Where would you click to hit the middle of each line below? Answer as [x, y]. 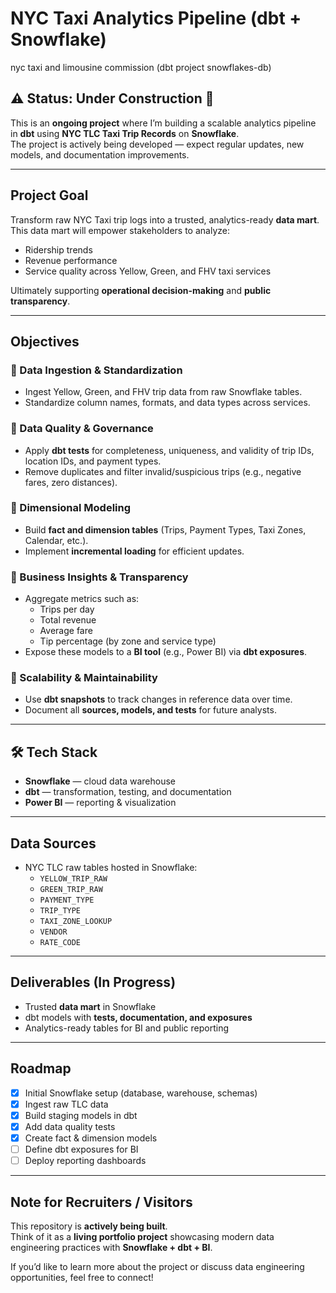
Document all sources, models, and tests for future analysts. [150, 710]
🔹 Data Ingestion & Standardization [96, 370]
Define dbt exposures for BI [81, 1149]
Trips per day [67, 609]
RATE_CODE [60, 943]
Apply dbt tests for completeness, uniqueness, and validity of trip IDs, [169, 450]
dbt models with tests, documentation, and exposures [138, 1017]
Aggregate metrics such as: [82, 599]
